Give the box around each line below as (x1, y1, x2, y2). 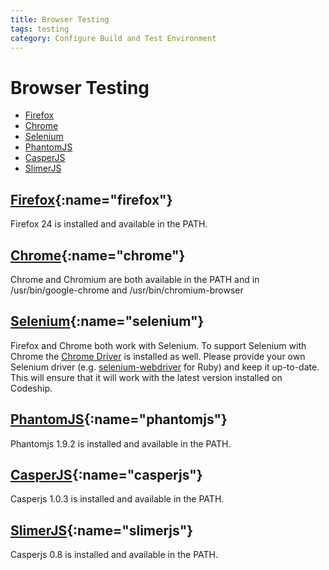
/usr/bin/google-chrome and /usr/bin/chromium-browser (10, 284, 244, 296)
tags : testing (10, 24, 70, 34)
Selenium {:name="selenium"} (10, 313, 205, 330)
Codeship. (10, 382, 53, 394)
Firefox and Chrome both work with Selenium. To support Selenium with (10, 339, 307, 351)
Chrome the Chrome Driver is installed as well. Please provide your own (10, 350, 306, 362)
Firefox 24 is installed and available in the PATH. (10, 218, 208, 230)
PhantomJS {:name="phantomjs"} (10, 411, 228, 428)
